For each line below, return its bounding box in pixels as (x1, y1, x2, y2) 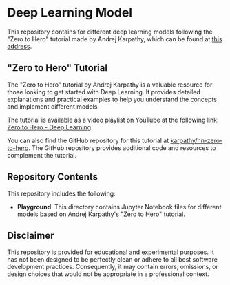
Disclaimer (7, 229, 54, 242)
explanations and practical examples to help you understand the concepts (7, 95, 217, 103)
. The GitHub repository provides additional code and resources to (28, 143, 216, 152)
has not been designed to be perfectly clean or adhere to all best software (7, 255, 218, 264)
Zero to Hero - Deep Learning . (7, 123, 93, 131)
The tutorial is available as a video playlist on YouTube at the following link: (7, 116, 219, 124)
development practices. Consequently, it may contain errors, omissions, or (7, 263, 219, 271)
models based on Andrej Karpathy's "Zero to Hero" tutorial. (17, 210, 186, 218)
